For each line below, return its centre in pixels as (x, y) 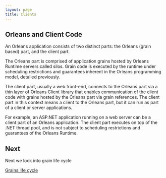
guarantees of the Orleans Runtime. (42, 133)
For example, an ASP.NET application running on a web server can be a (78, 118)
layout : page (19, 10)
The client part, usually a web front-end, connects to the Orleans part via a (81, 87)
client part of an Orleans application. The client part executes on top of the (81, 122)
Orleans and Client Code (44, 34)
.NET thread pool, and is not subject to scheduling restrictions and (73, 128)
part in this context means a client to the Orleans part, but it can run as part (82, 103)
